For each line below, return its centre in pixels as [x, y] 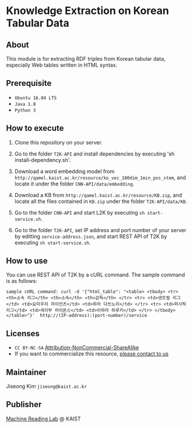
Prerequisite [29, 83]
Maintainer [26, 372]
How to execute [35, 128]
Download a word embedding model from [64, 171]
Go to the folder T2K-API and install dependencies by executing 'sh [94, 154]
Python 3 [25, 110]
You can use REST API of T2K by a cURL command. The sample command [96, 275]
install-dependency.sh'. [43, 160]
